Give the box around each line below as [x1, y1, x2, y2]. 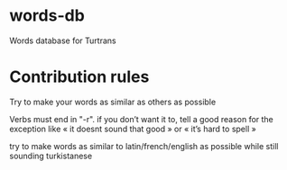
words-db [9, 5, 86, 26]
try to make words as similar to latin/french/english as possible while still [9, 140, 279, 151]
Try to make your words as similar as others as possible [9, 96, 217, 107]
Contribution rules [9, 67, 150, 87]
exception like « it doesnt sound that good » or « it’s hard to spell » [9, 123, 257, 134]
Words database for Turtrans [9, 35, 116, 46]
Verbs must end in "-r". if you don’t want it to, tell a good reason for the [9, 113, 273, 124]
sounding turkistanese [9, 150, 93, 161]
